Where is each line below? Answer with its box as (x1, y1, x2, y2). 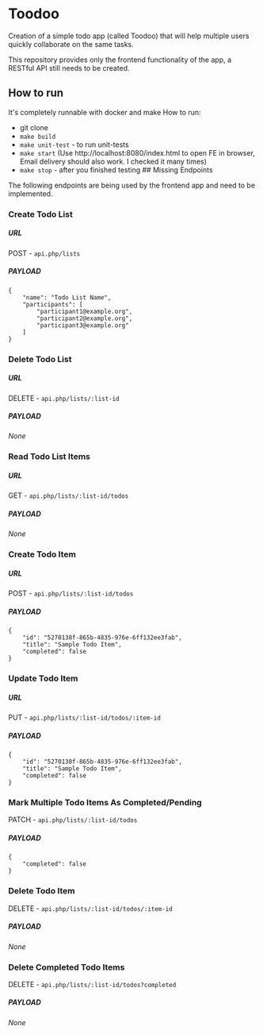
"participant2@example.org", (36, 314, 133, 322)
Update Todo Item (8, 673, 78, 684)
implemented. (8, 188, 53, 199)
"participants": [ (22, 300, 83, 308)
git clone (19, 122, 49, 132)
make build (19, 133, 56, 141)
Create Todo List (8, 208, 73, 219)
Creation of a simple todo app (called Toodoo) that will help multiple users (8, 31, 250, 41)
